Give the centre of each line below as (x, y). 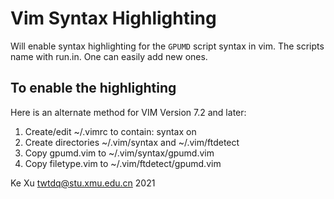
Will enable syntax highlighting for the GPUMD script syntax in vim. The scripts (167, 46)
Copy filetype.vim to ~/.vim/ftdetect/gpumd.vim (123, 163)
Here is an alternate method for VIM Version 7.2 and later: (128, 112)
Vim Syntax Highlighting (113, 18)
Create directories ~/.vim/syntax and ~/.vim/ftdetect (132, 142)
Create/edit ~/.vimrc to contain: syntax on (110, 131)
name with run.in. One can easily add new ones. (109, 56)
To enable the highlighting (93, 88)
